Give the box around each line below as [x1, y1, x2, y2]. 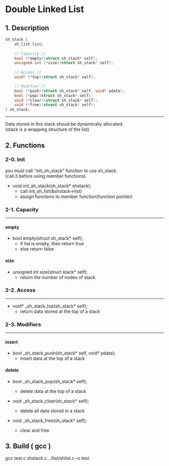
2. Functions [5, 141, 45, 149]
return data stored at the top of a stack [20, 308, 101, 314]
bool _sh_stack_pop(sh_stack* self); [12, 378, 88, 384]
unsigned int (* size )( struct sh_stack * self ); [14, 61, 114, 66]
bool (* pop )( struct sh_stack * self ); [14, 93, 94, 98]
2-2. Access [5, 287, 36, 294]
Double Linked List [5, 4, 84, 15]
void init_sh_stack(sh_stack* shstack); [12, 183, 92, 189]
